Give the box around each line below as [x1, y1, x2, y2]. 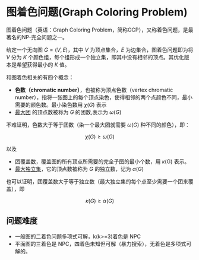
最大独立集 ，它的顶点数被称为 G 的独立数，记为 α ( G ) [14, 165, 144, 172]
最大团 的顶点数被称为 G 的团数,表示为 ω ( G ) [14, 108, 122, 116]
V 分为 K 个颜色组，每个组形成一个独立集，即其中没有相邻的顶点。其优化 [6, 53, 184, 61]
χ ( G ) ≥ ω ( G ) [85, 133, 115, 140]
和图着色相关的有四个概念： [6, 74, 74, 81]
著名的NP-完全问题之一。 [6, 33, 68, 40]
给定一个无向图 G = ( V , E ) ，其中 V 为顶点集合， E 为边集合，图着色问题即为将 [6, 46, 194, 53]
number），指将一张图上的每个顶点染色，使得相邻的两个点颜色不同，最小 [14, 93, 193, 101]
